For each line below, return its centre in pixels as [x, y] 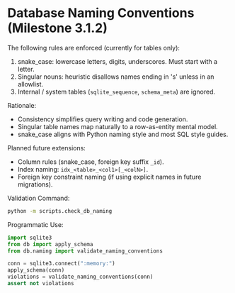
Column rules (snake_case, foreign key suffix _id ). [91, 162]
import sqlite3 [30, 238]
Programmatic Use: [35, 224]
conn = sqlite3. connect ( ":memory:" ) [61, 264]
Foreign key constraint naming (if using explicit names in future [109, 177]
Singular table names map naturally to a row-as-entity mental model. [117, 126]
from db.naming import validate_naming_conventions [85, 251]
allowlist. [30, 84]
